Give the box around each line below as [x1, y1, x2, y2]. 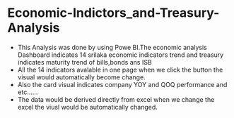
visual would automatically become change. [17, 72, 146, 81]
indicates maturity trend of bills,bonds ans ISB [17, 58, 152, 66]
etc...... [17, 88, 38, 96]
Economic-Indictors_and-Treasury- [7, 5, 220, 21]
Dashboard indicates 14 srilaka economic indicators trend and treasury [17, 51, 224, 59]
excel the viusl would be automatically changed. [17, 103, 158, 111]
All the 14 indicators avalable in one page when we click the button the [17, 65, 223, 74]
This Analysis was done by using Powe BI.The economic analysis [17, 43, 207, 51]
